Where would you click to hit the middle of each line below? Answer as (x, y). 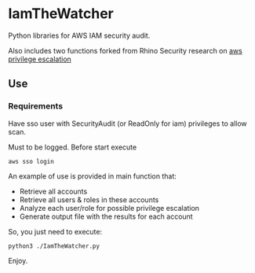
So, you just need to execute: (55, 231)
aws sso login (31, 161)
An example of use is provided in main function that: (92, 176)
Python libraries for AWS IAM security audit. (79, 35)
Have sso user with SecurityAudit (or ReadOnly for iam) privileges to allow (127, 124)
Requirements (36, 106)
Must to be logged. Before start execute (73, 147)
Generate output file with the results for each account (106, 216)
